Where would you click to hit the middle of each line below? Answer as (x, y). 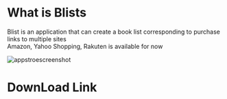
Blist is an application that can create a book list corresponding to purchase (114, 32)
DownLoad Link (52, 88)
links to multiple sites (37, 38)
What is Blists (47, 13)
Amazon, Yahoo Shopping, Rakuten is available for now (85, 46)
